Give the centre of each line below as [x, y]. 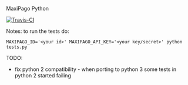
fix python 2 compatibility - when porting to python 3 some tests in [95, 69]
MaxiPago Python [27, 8]
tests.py [17, 47]
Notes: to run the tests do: [38, 31]
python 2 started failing [43, 75]
